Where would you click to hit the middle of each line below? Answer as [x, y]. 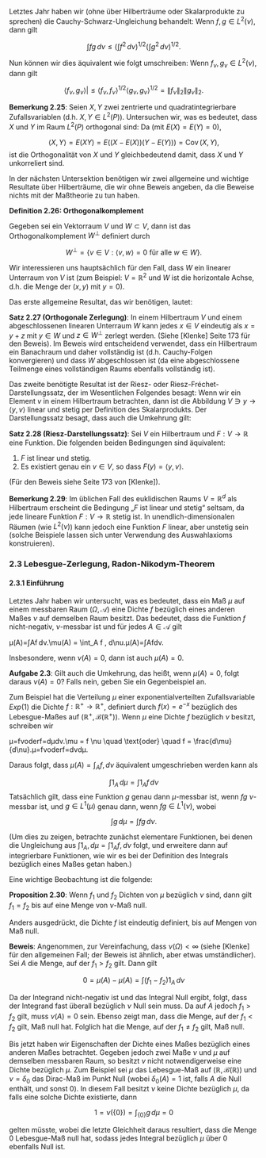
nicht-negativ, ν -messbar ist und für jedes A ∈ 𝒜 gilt [96, 627]
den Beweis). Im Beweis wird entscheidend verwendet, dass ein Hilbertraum [133, 343]
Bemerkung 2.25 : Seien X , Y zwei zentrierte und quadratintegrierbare [123, 107]
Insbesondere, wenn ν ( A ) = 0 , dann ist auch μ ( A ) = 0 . [97, 658]
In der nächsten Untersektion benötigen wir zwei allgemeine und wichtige [129, 178]
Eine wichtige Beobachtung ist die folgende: [81, 879]
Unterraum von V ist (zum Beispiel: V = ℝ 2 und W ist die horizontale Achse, [132, 277]
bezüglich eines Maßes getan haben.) [70, 864]
